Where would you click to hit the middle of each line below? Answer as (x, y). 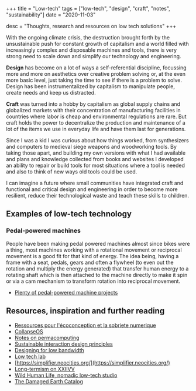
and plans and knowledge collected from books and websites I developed (95, 159)
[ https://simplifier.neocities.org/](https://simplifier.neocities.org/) (92, 362)
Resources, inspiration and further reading (85, 311)
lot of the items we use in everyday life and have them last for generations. (96, 129)
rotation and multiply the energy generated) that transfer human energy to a (97, 268)
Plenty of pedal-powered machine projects (66, 292)
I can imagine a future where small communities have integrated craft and (95, 183)
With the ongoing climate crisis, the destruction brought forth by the (88, 37)
